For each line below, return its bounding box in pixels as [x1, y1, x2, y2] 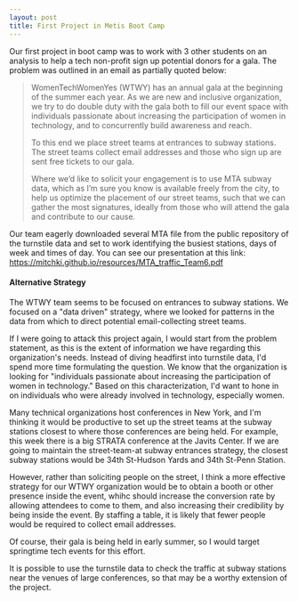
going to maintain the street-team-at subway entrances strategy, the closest [9, 444, 289, 455]
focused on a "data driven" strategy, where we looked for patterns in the [9, 306, 275, 317]
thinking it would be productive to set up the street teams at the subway [9, 416, 273, 427]
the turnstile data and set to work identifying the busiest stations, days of [9, 238, 278, 248]
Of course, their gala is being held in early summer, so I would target [9, 536, 260, 547]
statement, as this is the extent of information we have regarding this [9, 342, 261, 353]
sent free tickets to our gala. [30, 156, 135, 166]
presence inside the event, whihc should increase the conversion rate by [9, 491, 276, 501]
